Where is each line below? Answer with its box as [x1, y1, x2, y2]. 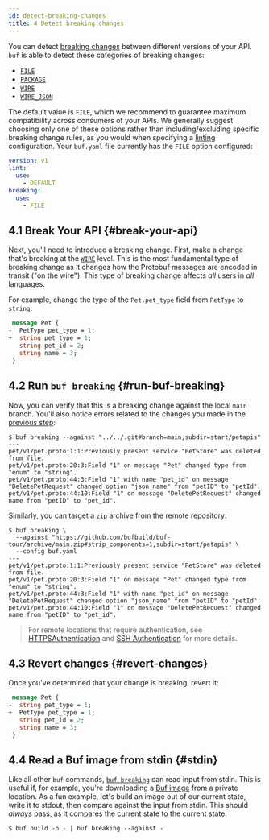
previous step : [8, 417, 56, 427]
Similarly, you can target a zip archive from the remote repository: [8, 511, 227, 520]
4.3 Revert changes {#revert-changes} [8, 656, 209, 670]
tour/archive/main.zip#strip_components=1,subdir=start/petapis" [8, 540, 232, 548]
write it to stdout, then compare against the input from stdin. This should [8, 801, 248, 810]
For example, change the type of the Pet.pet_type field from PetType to [8, 295, 244, 304]
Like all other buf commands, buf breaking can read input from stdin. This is [8, 775, 261, 784]
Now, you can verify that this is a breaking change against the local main [8, 400, 247, 410]
